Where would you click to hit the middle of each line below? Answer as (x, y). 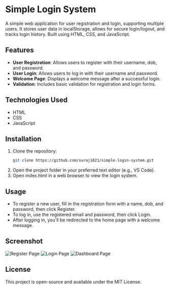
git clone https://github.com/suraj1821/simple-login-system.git (83, 160)
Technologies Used (36, 100)
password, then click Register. (44, 209)
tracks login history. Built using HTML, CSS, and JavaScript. (68, 34)
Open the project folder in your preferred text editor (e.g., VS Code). (84, 170)
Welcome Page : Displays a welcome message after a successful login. (87, 78)
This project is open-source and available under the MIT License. (73, 282)
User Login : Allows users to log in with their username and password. (85, 73)
